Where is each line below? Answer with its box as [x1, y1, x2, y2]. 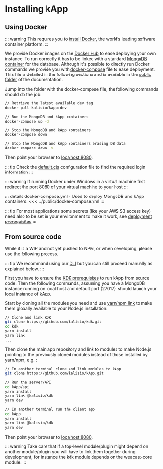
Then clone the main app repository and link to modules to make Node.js [5, 346, 152, 352]
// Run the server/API [5, 380, 51, 385]
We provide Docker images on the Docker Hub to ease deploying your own [5, 50, 156, 56]
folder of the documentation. [5, 77, 63, 82]
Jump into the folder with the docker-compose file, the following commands [5, 86, 159, 92]
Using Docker [5, 23, 47, 31]
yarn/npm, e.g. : [5, 357, 38, 363]
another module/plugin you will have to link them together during [5, 448, 136, 454]
